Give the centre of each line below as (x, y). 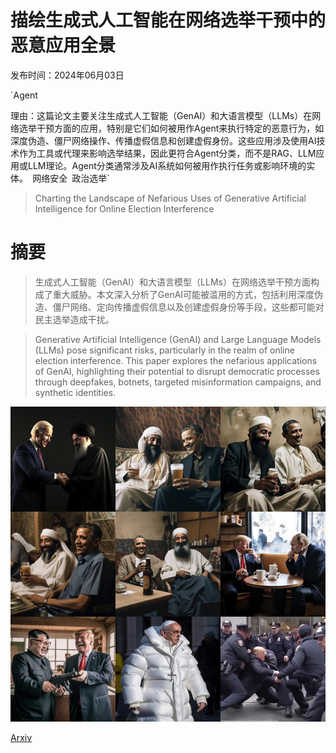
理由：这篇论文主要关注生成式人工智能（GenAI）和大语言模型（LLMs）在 (161, 115)
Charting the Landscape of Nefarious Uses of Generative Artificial (170, 198)
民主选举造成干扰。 (74, 319)
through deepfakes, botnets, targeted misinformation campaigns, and (178, 382)
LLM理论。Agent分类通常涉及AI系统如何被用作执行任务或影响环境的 (167, 165)
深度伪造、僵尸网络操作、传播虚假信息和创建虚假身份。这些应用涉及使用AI (163, 140)
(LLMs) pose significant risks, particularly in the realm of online (164, 350)
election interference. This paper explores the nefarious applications (176, 360)
